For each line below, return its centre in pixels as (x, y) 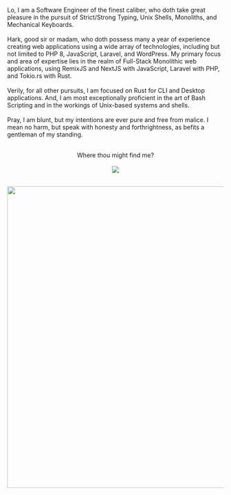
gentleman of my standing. (45, 134)
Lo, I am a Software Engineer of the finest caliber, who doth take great (107, 10)
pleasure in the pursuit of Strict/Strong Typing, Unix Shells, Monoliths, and (112, 17)
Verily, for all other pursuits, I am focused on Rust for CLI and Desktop (106, 90)
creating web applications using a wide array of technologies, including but (113, 47)
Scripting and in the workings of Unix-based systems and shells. (99, 105)
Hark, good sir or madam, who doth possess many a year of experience (109, 39)
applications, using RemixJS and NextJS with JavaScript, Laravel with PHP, (113, 69)
